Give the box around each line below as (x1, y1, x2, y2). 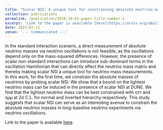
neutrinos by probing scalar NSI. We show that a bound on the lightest (5, 79, 146, 85)
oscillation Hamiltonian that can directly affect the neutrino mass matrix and (5, 64, 156, 69)
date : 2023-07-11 (5, 25, 40, 30)
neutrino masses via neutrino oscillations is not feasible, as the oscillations (5, 48, 154, 54)
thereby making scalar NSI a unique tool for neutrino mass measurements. (5, 69, 154, 74)
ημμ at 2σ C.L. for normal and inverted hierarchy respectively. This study (5, 95, 150, 100)
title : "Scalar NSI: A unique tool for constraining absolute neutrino (5, 7, 153, 12)
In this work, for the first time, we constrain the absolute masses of (5, 74, 139, 80)
